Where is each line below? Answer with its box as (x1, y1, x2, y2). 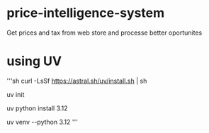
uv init (6, 90, 25, 98)
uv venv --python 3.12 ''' (6, 117, 79, 126)
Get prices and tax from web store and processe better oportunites (6, 28, 203, 37)
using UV (6, 53, 62, 69)
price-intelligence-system (6, 5, 164, 21)
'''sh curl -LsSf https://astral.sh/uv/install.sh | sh (6, 76, 147, 85)
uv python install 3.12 (6, 104, 68, 112)
